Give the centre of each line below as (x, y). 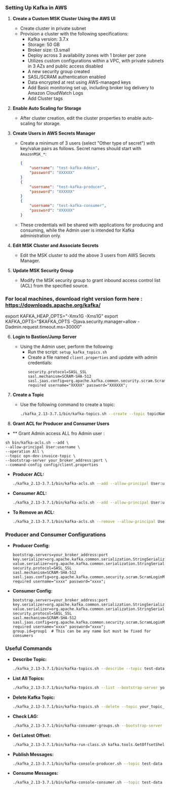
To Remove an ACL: (33, 512)
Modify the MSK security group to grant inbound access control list (90, 280)
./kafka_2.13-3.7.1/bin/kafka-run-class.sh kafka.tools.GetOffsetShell (90, 744)
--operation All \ (25, 451)
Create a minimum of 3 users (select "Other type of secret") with (88, 143)
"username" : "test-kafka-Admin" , (65, 168)
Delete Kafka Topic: (34, 697)
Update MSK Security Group (43, 270)
